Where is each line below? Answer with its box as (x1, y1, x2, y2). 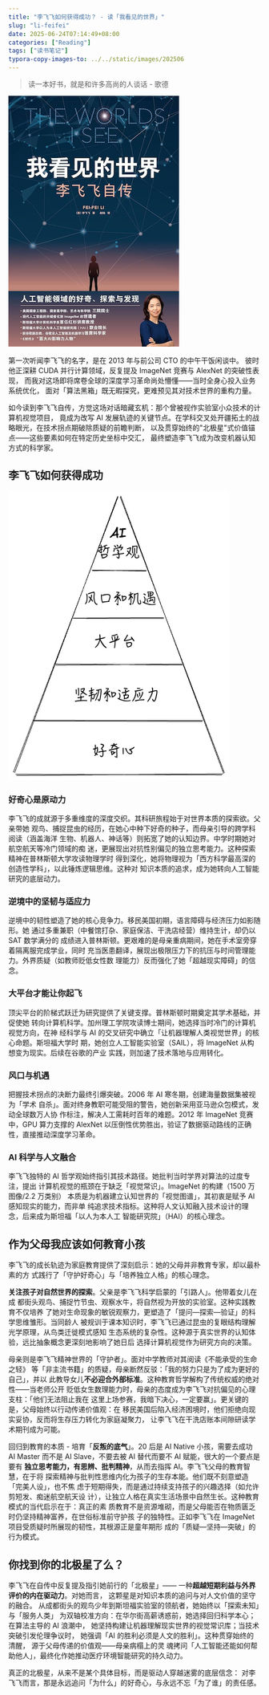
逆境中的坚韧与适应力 (8, 896, 90, 907)
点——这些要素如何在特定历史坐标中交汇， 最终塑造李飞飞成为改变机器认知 (8, 433, 256, 442)
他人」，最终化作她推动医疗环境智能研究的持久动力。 (14, 1650, 187, 1660)
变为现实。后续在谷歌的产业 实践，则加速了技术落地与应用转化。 (14, 1047, 228, 1057)
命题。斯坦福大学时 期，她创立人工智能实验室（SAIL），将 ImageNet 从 (14, 1038, 248, 1047)
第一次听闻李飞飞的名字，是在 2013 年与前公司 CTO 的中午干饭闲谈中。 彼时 (8, 356, 259, 365)
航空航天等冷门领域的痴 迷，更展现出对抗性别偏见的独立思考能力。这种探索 (8, 843, 256, 854)
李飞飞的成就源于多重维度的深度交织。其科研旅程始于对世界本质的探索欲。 (8, 814, 254, 823)
